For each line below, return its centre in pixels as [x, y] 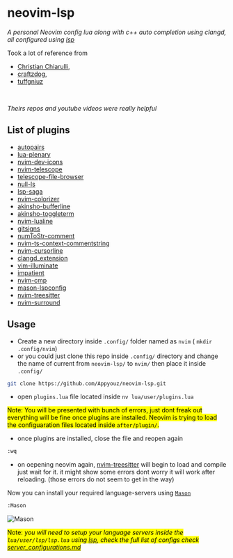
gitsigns [29, 228]
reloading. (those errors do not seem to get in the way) [96, 479]
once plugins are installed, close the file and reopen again [100, 439]
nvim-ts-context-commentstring [63, 243]
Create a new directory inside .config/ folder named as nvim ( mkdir [114, 341]
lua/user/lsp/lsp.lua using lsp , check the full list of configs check [103, 540]
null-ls [26, 184]
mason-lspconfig [42, 288]
